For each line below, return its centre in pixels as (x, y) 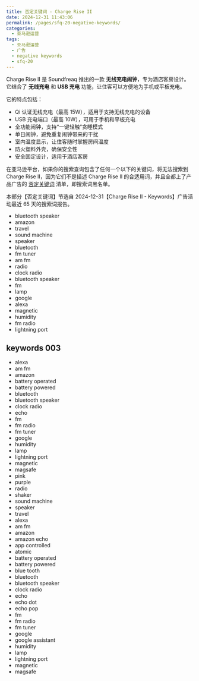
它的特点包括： (24, 99)
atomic (23, 552)
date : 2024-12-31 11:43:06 (40, 17)
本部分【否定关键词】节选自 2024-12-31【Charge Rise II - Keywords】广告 (97, 196)
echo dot (26, 602)
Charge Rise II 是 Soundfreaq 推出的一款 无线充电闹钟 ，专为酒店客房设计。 (98, 79)
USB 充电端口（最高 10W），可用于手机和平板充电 (75, 119)
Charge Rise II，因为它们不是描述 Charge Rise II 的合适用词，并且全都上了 (96, 176)
